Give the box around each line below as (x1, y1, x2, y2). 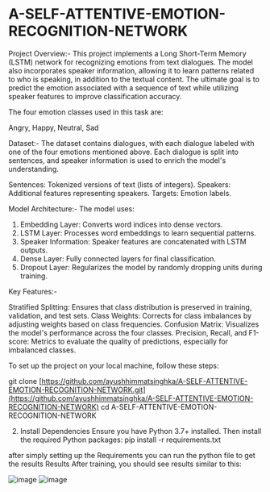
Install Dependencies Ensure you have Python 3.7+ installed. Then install (19, 426, 262, 436)
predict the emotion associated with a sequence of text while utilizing (8, 82, 239, 93)
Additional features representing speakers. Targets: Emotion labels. (8, 188, 232, 198)
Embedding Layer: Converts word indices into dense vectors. (19, 219, 223, 229)
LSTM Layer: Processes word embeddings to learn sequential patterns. (19, 227, 256, 238)
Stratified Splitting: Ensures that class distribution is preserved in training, (8, 302, 252, 311)
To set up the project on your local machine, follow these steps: (8, 361, 219, 370)
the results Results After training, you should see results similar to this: (8, 459, 242, 469)
